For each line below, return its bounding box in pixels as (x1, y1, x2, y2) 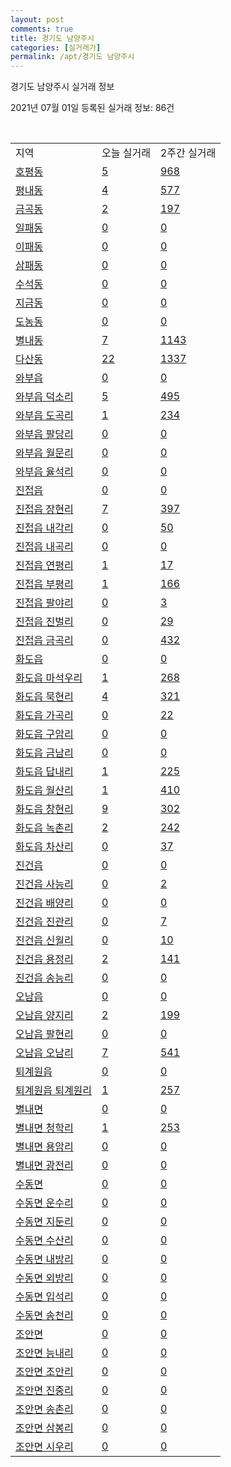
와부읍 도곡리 (15, 409, 74, 423)
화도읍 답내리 (15, 765, 74, 779)
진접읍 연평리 (15, 559, 74, 573)
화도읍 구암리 (15, 727, 74, 741)
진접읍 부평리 (15, 577, 74, 591)
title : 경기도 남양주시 (10, 33, 95, 43)
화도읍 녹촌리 (15, 821, 74, 835)
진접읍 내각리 (15, 521, 74, 535)
